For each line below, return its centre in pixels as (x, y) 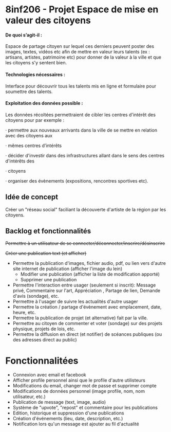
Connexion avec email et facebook (49, 375)
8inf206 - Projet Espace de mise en (82, 10)
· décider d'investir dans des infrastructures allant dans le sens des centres (85, 155)
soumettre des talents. (29, 92)
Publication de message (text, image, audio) (59, 402)
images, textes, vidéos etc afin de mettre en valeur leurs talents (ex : (78, 52)
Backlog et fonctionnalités (48, 231)
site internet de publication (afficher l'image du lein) (67, 269)
